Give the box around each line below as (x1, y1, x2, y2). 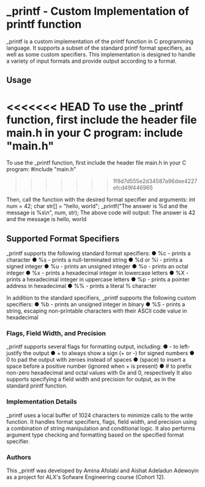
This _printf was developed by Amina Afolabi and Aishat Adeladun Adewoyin (6, 467, 199, 474)
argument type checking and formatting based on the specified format (6, 431, 184, 438)
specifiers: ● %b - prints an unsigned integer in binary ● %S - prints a (6, 301, 185, 308)
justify (6, 349, 23, 357)
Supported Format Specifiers (6, 233, 120, 244)
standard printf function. (6, 382, 68, 389)
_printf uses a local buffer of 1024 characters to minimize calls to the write (6, 411, 193, 419)
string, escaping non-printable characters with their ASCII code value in (6, 307, 187, 314)
